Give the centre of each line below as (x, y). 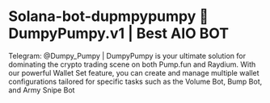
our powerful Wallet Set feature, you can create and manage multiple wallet (134, 72)
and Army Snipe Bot (42, 90)
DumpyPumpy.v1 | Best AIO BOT (118, 33)
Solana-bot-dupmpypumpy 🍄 (108, 16)
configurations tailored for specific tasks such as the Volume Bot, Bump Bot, (135, 81)
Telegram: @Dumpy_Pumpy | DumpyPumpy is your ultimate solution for (127, 56)
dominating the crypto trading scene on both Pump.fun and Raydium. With (132, 64)
